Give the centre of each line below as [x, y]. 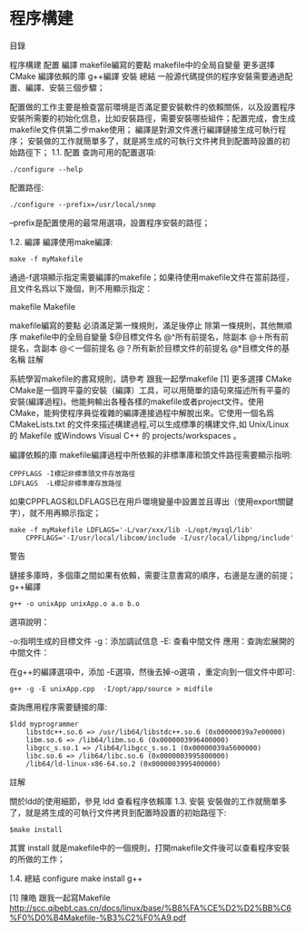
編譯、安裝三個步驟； [65, 87]
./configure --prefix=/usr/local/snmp [83, 204]
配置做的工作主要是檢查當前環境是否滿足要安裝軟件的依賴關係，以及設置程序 [152, 106]
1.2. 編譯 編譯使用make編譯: [61, 242]
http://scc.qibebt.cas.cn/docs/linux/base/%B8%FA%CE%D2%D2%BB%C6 [151, 907]
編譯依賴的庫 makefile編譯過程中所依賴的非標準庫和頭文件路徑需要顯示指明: [151, 454]
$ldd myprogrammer [44, 724]
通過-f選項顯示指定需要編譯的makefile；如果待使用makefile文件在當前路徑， [152, 277]
